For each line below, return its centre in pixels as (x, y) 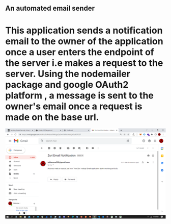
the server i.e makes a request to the (84, 63)
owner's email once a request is (74, 106)
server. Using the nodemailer (68, 74)
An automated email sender (50, 8)
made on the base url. (52, 117)
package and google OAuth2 (67, 84)
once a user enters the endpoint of (80, 52)
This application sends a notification (84, 30)
